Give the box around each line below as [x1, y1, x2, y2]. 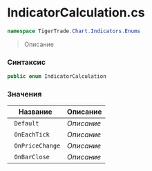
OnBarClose [14, 153, 50, 161]
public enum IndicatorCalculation [7, 73, 107, 80]
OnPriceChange [14, 142, 61, 150]
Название [18, 107, 53, 117]
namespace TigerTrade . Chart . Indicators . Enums [7, 28, 140, 34]
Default [14, 119, 39, 128]
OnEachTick [14, 131, 50, 139]
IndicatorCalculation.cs [7, 5, 145, 21]
